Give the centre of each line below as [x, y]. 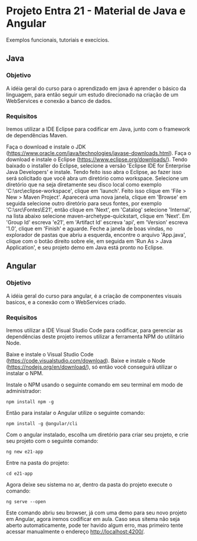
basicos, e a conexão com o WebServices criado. [66, 302]
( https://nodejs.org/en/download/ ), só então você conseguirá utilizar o [92, 367]
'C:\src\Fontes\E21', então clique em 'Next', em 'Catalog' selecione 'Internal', [99, 210]
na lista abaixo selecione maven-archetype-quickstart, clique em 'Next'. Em [98, 216]
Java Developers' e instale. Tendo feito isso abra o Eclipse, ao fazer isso [94, 172]
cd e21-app [19, 474]
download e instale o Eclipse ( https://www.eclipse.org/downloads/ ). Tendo [97, 159]
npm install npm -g [30, 402]
